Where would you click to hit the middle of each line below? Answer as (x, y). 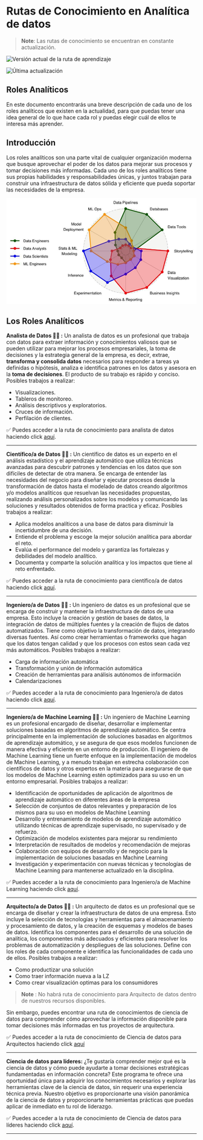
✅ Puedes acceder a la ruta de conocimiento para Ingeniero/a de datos (95, 693)
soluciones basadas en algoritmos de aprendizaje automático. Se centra (96, 730)
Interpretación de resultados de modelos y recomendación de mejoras (103, 845)
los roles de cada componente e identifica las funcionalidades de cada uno (100, 952)
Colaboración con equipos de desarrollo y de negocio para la (91, 851)
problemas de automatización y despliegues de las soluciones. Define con (99, 945)
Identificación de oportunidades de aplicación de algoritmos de (94, 793)
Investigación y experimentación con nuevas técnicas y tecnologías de (103, 864)
